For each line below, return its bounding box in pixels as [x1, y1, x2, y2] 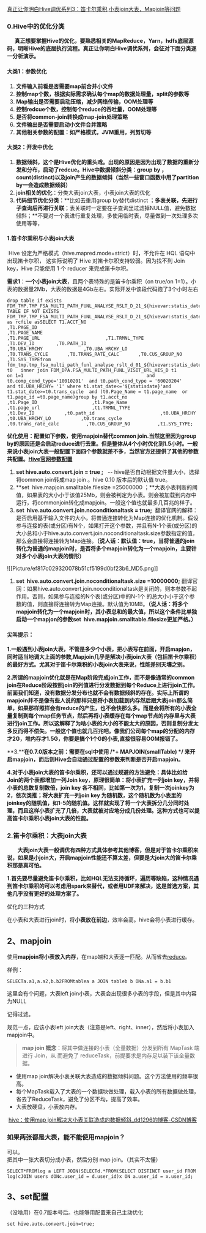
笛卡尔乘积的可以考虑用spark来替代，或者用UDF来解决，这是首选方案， [12, 882, 194, 890]
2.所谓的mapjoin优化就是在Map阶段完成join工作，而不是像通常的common [7, 674, 195, 681]
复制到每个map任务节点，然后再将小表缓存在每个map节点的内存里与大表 [12, 712, 196, 719]
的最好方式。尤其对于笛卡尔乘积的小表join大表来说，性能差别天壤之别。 [7, 661, 188, 669]
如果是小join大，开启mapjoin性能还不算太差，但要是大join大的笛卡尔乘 [17, 854, 197, 861]
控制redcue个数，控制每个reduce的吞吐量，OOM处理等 [15, 105, 158, 113]
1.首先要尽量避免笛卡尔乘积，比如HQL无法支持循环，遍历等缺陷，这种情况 [7, 875, 194, 882]
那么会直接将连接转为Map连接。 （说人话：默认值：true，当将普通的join [15, 537, 195, 544]
